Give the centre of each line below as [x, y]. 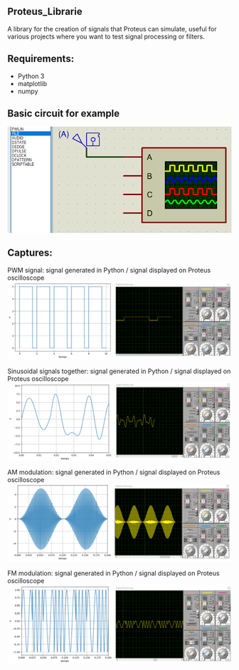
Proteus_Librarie [45, 12]
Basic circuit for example [64, 114]
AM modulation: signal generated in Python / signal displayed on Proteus [114, 472]
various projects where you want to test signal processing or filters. [106, 36]
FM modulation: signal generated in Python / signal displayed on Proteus [113, 573]
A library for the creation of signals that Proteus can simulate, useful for [112, 28]
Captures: [30, 253]
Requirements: [41, 59]
